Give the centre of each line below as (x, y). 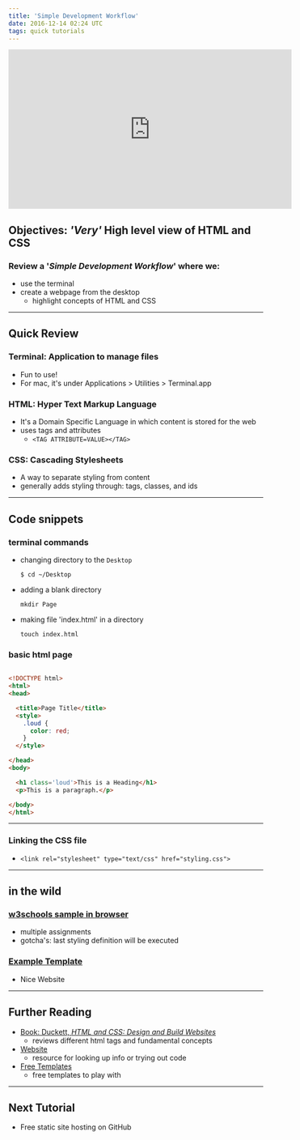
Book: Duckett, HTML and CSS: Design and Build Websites (118, 1032)
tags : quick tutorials (46, 31)
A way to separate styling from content (85, 478)
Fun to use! (39, 374)
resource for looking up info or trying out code (110, 1057)
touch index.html (49, 635)
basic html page (40, 654)
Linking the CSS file (48, 840)
